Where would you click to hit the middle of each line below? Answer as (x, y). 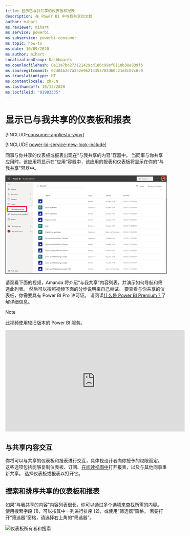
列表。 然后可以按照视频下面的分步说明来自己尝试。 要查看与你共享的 (87, 289)
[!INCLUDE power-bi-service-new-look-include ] (56, 145)
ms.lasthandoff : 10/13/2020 (35, 87)
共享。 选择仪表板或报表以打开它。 (46, 474)
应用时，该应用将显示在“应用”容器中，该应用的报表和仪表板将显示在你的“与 (85, 162)
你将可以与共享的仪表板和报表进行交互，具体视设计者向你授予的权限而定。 (84, 461)
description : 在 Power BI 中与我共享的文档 (49, 16)
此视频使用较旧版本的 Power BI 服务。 (45, 323)
